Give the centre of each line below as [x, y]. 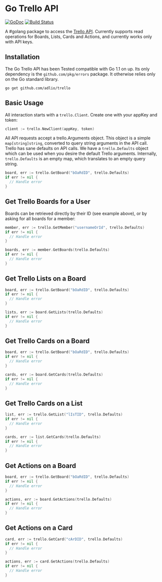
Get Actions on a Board [41, 466]
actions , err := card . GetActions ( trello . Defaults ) [57, 562]
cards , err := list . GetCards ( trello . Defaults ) [53, 437]
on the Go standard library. [32, 79]
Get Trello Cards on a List [44, 403]
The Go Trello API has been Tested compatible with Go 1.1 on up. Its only [77, 69]
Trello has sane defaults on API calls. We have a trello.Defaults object [77, 149]
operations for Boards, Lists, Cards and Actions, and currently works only [79, 37]
